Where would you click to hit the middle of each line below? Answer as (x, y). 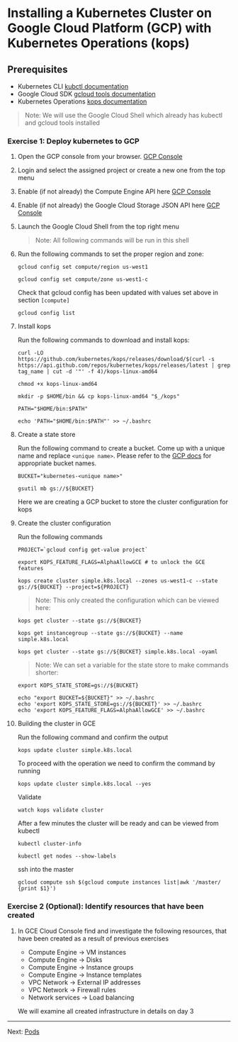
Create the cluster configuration (64, 523)
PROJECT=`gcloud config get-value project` (83, 550)
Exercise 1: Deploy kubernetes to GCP (73, 141)
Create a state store (46, 435)
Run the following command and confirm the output (93, 737)
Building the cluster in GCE (57, 724)
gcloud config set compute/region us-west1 (83, 267)
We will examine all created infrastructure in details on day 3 (106, 1011)
